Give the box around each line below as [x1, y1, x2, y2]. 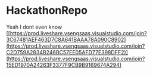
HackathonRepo [6, 4, 88, 17]
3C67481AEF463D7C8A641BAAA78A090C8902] [6, 36, 126, 43]
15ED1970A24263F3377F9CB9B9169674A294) [6, 61, 122, 69]
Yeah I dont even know [6, 23, 63, 30]
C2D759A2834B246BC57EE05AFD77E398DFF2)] [6, 48, 128, 55]
